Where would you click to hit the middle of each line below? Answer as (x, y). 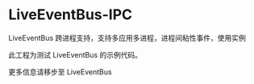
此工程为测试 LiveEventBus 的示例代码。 (75, 54)
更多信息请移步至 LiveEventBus (60, 72)
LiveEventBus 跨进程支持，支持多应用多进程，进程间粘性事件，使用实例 (127, 38)
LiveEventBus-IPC (71, 15)
